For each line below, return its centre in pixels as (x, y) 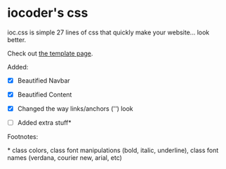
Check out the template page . (50, 53)
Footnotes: (23, 137)
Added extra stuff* (44, 123)
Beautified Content (45, 95)
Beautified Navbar (44, 80)
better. (17, 39)
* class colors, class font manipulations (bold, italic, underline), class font (113, 150)
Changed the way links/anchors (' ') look (75, 109)
